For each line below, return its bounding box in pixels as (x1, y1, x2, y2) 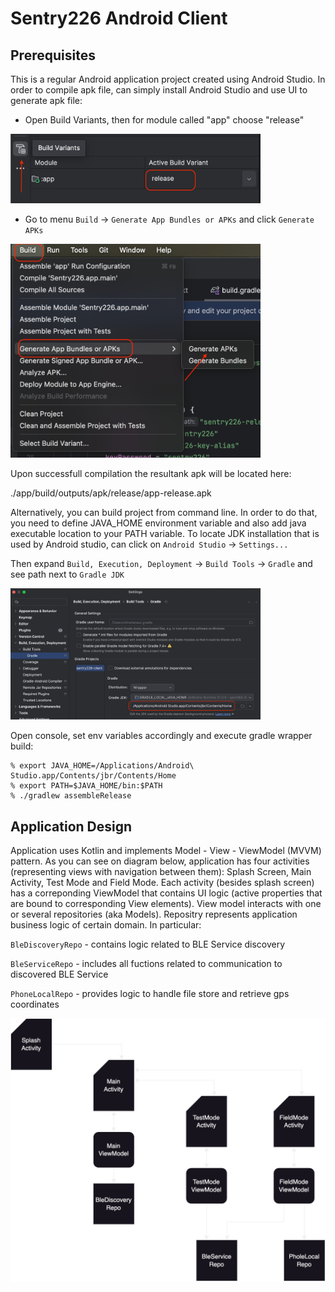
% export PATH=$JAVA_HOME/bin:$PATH (10, 781, 163, 791)
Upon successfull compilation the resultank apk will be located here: (10, 468, 292, 480)
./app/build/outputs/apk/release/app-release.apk (10, 487, 212, 499)
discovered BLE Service (10, 968, 109, 981)
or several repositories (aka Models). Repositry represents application (10, 908, 298, 921)
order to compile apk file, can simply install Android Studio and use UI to (10, 84, 308, 96)
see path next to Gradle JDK (10, 568, 125, 581)
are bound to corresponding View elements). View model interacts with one (10, 898, 322, 910)
